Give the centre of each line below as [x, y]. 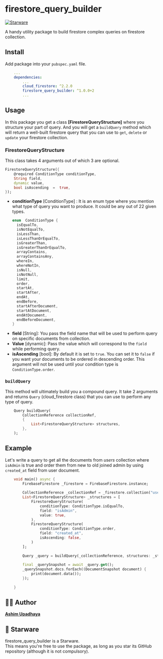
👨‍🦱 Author [21, 602]
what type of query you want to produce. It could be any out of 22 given [84, 207]
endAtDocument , [32, 315]
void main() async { [34, 479]
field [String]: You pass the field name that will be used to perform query [85, 334]
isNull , [24, 270]
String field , [28, 178]
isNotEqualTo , [31, 230]
